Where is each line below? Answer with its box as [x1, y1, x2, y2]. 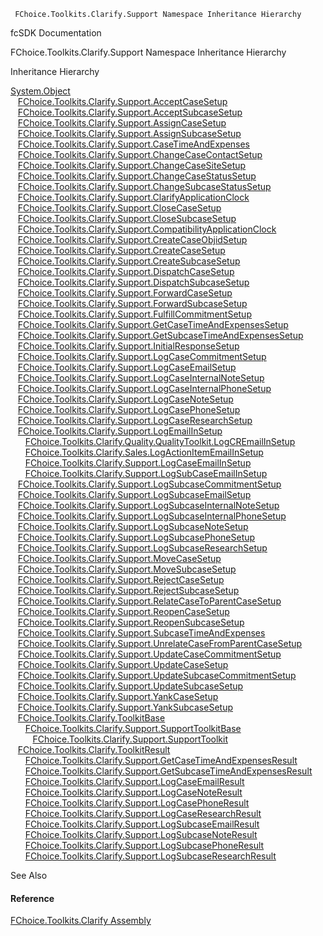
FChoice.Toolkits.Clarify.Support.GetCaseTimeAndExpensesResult [24, 755, 298, 766]
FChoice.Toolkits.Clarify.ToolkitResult [17, 744, 171, 755]
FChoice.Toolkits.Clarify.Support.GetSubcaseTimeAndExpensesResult [24, 765, 313, 777]
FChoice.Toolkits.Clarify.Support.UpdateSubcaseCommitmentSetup [17, 670, 297, 681]
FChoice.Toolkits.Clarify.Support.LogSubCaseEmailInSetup [24, 468, 268, 479]
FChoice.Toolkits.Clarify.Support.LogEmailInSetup [17, 425, 223, 437]
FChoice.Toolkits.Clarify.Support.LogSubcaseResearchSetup [17, 542, 268, 554]
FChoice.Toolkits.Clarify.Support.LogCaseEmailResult [24, 776, 245, 787]
